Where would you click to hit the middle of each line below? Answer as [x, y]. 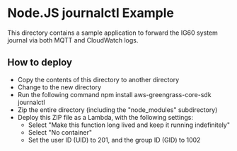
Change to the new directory [59, 87]
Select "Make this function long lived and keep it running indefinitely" [129, 125]
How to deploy [40, 63]
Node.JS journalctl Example [91, 13]
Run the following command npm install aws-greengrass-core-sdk [114, 94]
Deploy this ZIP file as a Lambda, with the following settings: [105, 117]
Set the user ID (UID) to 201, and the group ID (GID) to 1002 [114, 140]
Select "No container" [60, 132]
